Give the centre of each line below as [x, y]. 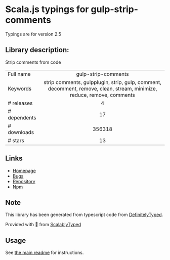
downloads [21, 132]
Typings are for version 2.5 [33, 34]
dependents [22, 117]
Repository [24, 181]
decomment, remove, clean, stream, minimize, [102, 89]
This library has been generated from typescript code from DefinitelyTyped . [84, 215]
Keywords [20, 89]
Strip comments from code [33, 62]
